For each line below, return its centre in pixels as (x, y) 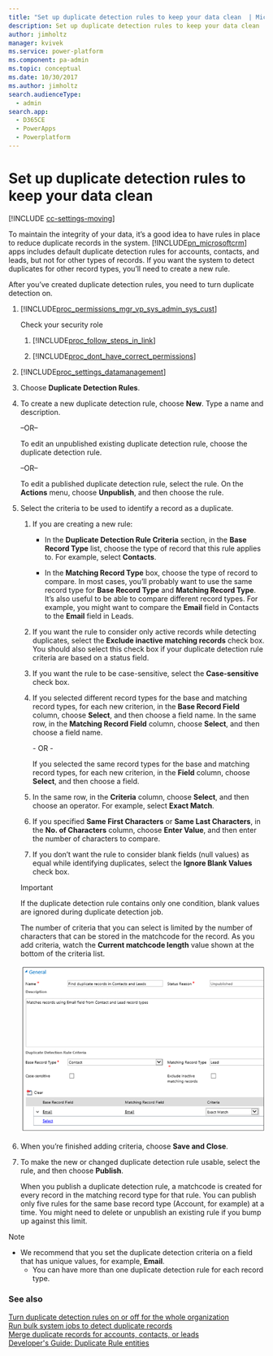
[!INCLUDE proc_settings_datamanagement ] (93, 372)
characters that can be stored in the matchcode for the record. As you (137, 936)
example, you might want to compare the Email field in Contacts (152, 607)
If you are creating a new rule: (82, 524)
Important (37, 887)
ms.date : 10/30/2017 (43, 77)
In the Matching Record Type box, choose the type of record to (151, 573)
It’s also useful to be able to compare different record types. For (151, 599)
